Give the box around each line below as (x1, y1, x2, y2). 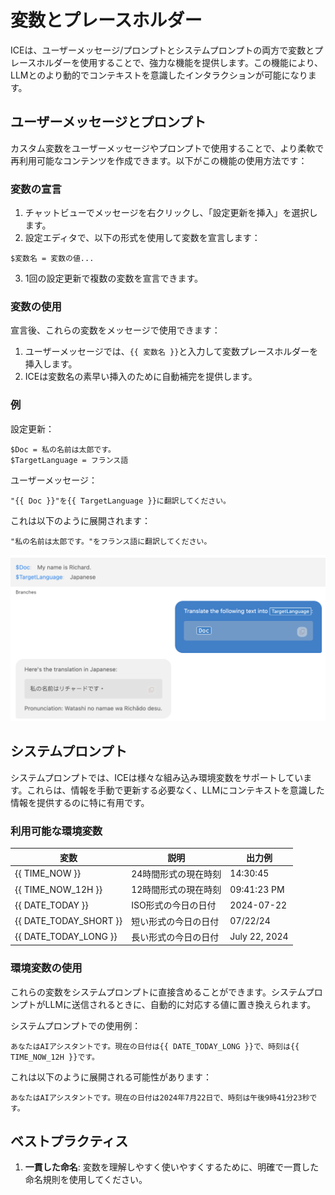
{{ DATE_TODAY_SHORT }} (14, 915, 123, 927)
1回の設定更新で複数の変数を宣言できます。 (24, 272, 204, 285)
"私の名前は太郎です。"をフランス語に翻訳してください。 (10, 536, 212, 546)
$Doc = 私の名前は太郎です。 (10, 444, 116, 455)
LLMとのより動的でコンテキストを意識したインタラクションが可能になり (10, 69, 308, 81)
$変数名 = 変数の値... (10, 254, 95, 264)
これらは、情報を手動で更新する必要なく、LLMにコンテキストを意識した (26, 784, 325, 796)
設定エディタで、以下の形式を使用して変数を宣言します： (24, 232, 261, 244)
